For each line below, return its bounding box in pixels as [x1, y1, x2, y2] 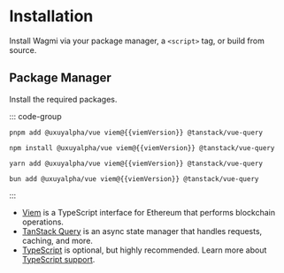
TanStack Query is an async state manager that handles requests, [21, 225, 263, 236]
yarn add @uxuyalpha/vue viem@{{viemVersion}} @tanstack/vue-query [9, 159, 264, 168]
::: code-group [9, 110, 62, 121]
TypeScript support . [21, 254, 96, 264]
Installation [9, 6, 94, 27]
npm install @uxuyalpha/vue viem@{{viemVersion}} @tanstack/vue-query [9, 143, 275, 152]
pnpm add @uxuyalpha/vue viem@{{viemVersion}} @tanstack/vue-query [9, 128, 264, 137]
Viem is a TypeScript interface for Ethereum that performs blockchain [21, 207, 276, 217]
